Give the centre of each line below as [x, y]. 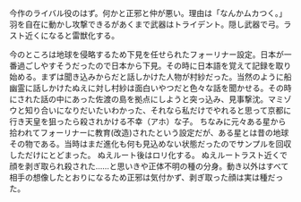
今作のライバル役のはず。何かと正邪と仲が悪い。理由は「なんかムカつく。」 [148, 13]
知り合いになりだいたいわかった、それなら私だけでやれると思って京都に [158, 110]
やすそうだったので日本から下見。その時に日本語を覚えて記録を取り [166, 66]
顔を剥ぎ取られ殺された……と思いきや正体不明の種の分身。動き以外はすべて [149, 166]
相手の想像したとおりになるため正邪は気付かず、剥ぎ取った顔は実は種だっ [146, 177]
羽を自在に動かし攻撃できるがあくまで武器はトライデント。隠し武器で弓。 [146, 24]
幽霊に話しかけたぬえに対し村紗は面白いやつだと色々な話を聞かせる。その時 [150, 88]
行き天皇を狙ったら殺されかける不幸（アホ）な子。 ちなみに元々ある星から [148, 122]
